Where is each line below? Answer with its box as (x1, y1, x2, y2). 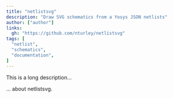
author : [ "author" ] (6, 19, 54, 25)
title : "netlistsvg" (6, 8, 57, 15)
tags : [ (6, 36, 25, 42)
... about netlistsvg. (6, 85, 53, 92)
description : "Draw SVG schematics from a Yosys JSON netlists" (6, 14, 168, 20)
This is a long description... (6, 74, 72, 81)
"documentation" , (11, 52, 54, 58)
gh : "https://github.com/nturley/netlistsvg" (11, 31, 126, 36)
